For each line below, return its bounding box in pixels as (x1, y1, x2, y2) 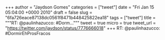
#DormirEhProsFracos (5, 31, 51, 36)
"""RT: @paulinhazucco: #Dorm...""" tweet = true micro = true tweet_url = (5, 20, 156, 26)
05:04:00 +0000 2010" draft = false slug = (5, 9, 93, 15)
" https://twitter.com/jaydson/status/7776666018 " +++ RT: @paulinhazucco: (5, 25, 161, 31)
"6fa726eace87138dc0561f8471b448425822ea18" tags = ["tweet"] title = (5, 15, 156, 20)
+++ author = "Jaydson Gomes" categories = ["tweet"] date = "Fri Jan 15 (5, 4, 155, 10)
